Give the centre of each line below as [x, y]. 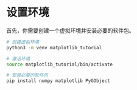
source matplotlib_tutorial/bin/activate [60, 64]
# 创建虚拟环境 [23, 42]
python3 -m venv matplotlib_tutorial [54, 47]
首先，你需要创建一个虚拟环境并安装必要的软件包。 [70, 30]
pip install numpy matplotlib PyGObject [58, 81]
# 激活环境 [18, 58]
